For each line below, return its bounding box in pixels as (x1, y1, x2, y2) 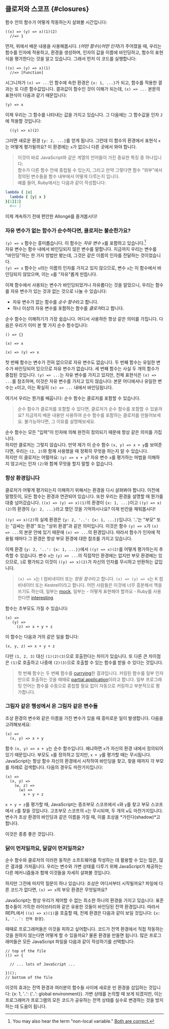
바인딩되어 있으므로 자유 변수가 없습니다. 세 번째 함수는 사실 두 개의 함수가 (14, 365, 159, 372)
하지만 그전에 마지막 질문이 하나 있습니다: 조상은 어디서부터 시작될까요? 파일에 (5, 880, 158, 887)
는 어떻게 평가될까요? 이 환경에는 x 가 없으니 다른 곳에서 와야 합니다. (5, 143, 137, 150)
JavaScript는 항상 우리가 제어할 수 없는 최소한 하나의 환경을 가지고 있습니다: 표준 (5, 898, 164, 904)
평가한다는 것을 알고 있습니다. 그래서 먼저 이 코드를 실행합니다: (14, 55, 137, 61)
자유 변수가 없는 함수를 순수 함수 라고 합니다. (12, 299, 99, 305)
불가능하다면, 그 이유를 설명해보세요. (24, 418, 96, 424)
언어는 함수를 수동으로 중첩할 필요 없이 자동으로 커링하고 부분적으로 (23, 683, 155, 689)
